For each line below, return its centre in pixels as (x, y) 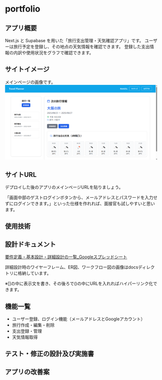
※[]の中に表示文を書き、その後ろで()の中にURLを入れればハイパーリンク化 (79, 284)
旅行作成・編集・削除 (33, 325)
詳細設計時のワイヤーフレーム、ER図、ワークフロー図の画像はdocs (72, 267)
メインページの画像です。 (30, 82)
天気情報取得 (25, 337)
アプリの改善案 (27, 372)
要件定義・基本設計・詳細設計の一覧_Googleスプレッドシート (66, 257)
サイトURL (21, 175)
